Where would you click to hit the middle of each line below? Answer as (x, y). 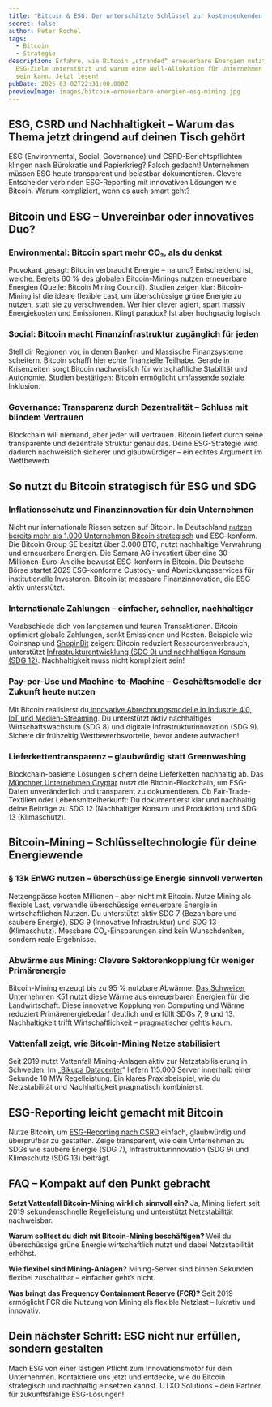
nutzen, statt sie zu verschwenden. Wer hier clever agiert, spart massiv (127, 304)
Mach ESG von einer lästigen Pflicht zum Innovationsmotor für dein (120, 1368)
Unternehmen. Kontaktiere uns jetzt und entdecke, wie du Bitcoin (117, 1377)
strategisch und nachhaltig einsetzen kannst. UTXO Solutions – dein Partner (135, 1385)
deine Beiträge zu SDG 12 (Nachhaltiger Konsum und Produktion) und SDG (133, 809)
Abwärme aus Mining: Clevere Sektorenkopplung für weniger (132, 960)
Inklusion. (24, 386)
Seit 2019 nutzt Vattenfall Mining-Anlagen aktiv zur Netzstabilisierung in (128, 1061)
